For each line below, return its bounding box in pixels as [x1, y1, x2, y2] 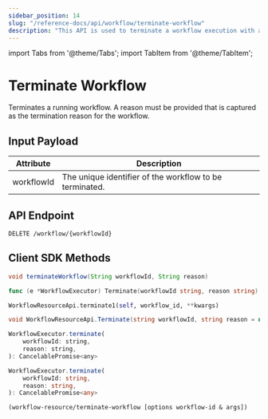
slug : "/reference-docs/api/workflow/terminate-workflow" [8, 19, 205, 27]
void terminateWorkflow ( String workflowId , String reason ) [8, 272, 209, 280]
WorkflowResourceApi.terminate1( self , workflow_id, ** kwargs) [8, 301, 219, 310]
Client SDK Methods [8, 251, 111, 265]
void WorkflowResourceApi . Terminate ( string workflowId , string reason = [8, 316, 255, 324]
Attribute [15, 158, 51, 169]
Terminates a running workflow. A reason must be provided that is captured [8, 103, 257, 113]
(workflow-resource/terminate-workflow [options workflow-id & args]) [8, 404, 248, 412]
